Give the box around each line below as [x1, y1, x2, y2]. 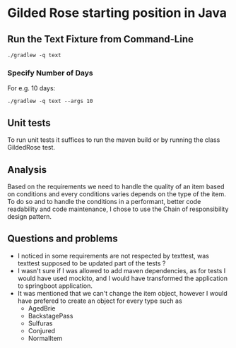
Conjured [28, 326, 55, 335]
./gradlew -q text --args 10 [7, 97, 93, 105]
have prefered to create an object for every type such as [17, 296, 182, 305]
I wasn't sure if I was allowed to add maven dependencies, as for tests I [17, 266, 226, 275]
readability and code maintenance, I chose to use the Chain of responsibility [7, 205, 229, 213]
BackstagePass [28, 311, 73, 320]
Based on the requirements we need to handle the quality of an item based [7, 182, 225, 191]
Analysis [7, 164, 47, 176]
